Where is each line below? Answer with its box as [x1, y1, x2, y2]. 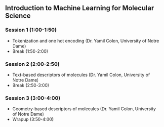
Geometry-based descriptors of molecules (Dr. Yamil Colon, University [12, 106, 156, 112]
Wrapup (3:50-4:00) [12, 116, 54, 123]
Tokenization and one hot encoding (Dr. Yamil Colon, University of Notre [12, 38, 160, 43]
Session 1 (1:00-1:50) [5, 27, 57, 34]
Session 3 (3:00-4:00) [5, 94, 61, 101]
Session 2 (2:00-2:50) [5, 60, 60, 67]
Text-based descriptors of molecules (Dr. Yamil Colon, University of [12, 72, 150, 78]
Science [5, 12, 31, 20]
